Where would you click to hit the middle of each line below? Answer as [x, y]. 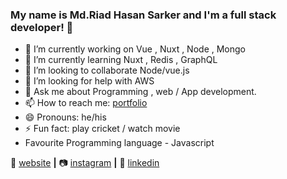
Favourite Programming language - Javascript [119, 143]
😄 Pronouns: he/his [65, 117]
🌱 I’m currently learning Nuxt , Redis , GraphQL [121, 60]
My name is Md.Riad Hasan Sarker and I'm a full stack [143, 15]
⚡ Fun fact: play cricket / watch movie [102, 129]
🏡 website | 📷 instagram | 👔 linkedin [85, 163]
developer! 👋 [42, 27]
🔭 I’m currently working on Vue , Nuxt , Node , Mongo [135, 49]
